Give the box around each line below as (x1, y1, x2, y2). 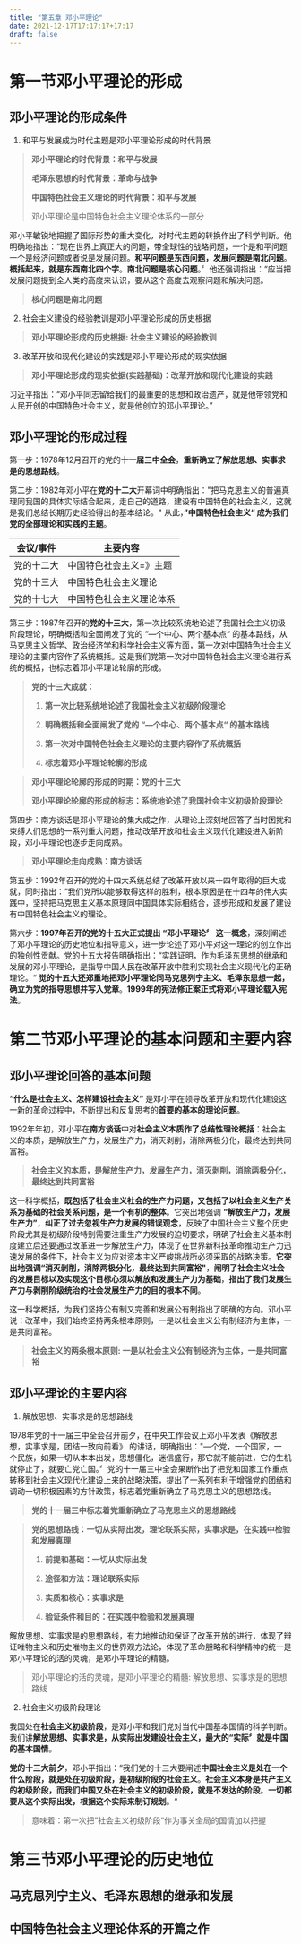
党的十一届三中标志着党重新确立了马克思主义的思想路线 (30, 1505, 236, 1515)
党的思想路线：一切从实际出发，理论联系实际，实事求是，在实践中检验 (30, 1524, 291, 1535)
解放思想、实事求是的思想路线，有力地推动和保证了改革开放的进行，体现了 (9, 1630, 284, 1640)
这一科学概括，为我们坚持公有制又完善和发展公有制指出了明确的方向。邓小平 (9, 1304, 292, 1315)
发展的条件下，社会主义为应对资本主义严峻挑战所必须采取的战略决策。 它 (16, 1252, 284, 1262)
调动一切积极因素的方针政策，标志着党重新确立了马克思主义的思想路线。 (9, 1486, 276, 1496)
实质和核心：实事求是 (44, 1592, 124, 1603)
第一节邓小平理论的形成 (9, 71, 183, 91)
